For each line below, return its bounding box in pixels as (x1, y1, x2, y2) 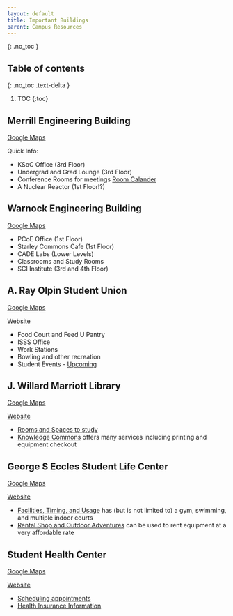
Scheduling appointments (17, 594, 91, 603)
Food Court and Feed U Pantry (17, 330, 106, 338)
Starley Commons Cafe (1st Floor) (17, 242, 115, 250)
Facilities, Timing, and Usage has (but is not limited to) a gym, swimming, (17, 506, 227, 515)
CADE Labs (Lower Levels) (17, 249, 94, 258)
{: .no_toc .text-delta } (7, 81, 70, 89)
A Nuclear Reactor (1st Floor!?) (17, 183, 106, 190)
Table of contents (7, 62, 85, 74)
